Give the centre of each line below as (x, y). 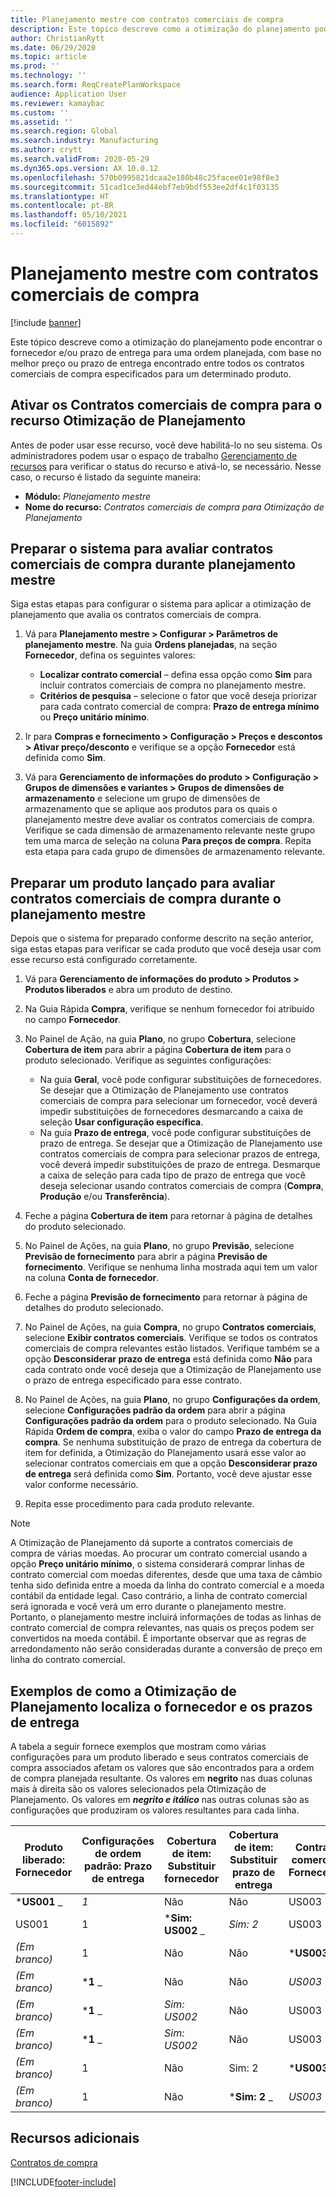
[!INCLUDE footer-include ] (63, 2182)
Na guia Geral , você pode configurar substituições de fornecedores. (180, 1080)
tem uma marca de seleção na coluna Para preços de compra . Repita (168, 841)
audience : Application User (69, 94)
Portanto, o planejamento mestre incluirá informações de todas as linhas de (166, 1617)
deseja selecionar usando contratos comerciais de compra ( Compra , (181, 1186)
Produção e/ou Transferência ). (105, 1197)
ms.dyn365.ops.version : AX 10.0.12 (84, 168)
